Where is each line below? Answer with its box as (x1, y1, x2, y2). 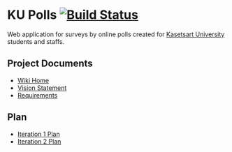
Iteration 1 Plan (17, 130, 61, 138)
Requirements (17, 91, 58, 99)
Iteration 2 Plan (17, 137, 61, 146)
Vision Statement (17, 84, 67, 92)
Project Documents (7, 58, 93, 70)
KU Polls (7, 7, 57, 23)
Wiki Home (17, 76, 50, 84)
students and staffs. (7, 37, 65, 45)
